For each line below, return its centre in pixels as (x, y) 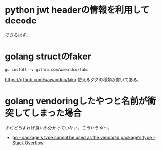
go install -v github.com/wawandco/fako (47, 70)
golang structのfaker (48, 56)
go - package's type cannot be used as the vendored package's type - (83, 137)
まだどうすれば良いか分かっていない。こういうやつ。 (58, 128)
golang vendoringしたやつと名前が (76, 101)
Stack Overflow (28, 143)
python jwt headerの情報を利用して (77, 10)
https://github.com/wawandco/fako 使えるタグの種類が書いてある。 (73, 79)
